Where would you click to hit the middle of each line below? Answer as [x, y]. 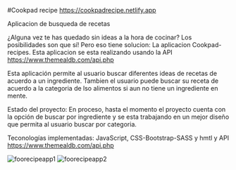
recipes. [19, 52]
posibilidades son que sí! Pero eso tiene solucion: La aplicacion [99, 45]
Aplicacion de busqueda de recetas [59, 24]
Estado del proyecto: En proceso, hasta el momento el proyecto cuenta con [117, 109]
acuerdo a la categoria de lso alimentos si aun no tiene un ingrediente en [113, 88]
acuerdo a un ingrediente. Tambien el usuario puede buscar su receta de [113, 81]
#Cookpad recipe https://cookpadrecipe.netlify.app [82, 10]
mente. [18, 96]
